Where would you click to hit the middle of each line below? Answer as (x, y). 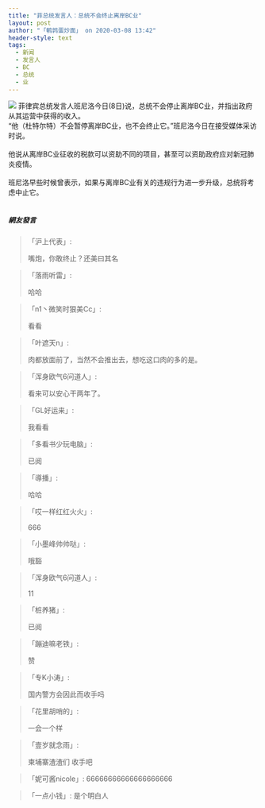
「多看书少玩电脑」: (60, 444)
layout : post (30, 23)
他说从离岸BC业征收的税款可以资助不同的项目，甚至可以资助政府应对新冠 (128, 154)
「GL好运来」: (51, 411)
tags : (17, 45)
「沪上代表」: (50, 242)
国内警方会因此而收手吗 (66, 694)
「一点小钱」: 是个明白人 (68, 796)
